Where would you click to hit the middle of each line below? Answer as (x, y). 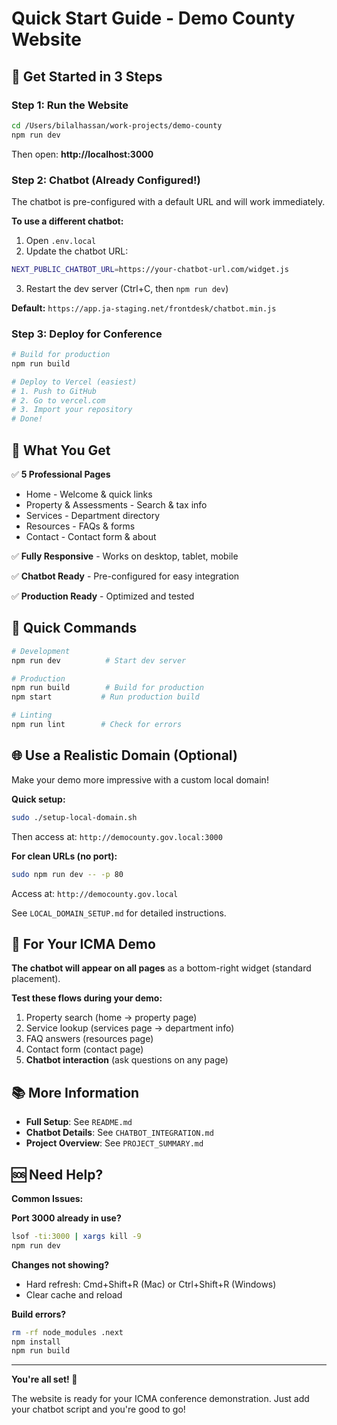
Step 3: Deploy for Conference (87, 334)
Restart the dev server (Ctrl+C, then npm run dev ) (127, 288)
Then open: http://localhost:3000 (82, 154)
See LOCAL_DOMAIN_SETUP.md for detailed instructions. (119, 913)
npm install (36, 1342)
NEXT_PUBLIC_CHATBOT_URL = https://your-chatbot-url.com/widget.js (150, 269)
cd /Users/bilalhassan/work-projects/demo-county (117, 125)
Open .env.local (61, 240)
